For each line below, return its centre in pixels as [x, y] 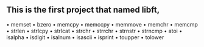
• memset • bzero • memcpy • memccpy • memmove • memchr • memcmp [102, 24]
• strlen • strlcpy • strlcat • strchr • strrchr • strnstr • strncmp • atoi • [94, 31]
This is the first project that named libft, [83, 10]
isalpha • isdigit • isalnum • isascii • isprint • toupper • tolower [85, 37]
